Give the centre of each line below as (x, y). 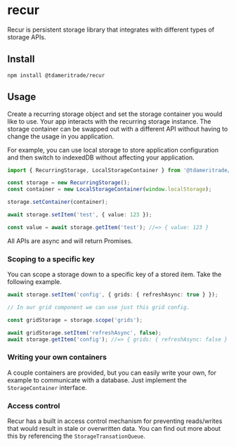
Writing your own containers (57, 357)
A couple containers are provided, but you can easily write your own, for (112, 372)
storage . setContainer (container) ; (58, 202)
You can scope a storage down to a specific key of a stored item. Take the (114, 274)
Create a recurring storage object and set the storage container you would (115, 114)
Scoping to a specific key (51, 259)
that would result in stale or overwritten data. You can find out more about (114, 429)
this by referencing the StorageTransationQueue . (76, 436)
